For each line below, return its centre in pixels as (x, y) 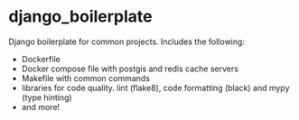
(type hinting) (47, 97)
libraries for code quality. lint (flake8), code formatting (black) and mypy (155, 88)
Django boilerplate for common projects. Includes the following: (127, 42)
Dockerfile (41, 59)
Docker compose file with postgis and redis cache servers (130, 69)
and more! (41, 106)
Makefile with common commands (86, 78)
